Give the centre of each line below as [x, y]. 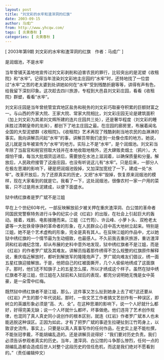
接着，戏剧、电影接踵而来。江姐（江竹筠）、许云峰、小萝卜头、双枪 [81, 220]
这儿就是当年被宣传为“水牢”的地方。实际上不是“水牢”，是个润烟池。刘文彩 [79, 144]
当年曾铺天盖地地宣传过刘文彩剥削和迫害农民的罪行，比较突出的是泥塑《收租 [82, 72]
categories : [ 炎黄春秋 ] [30, 37]
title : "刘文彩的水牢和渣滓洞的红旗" [39, 14]
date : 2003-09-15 [23, 19]
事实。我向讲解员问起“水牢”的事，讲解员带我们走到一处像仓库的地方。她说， [82, 138]
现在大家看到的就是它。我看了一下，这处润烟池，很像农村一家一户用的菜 [86, 180]
